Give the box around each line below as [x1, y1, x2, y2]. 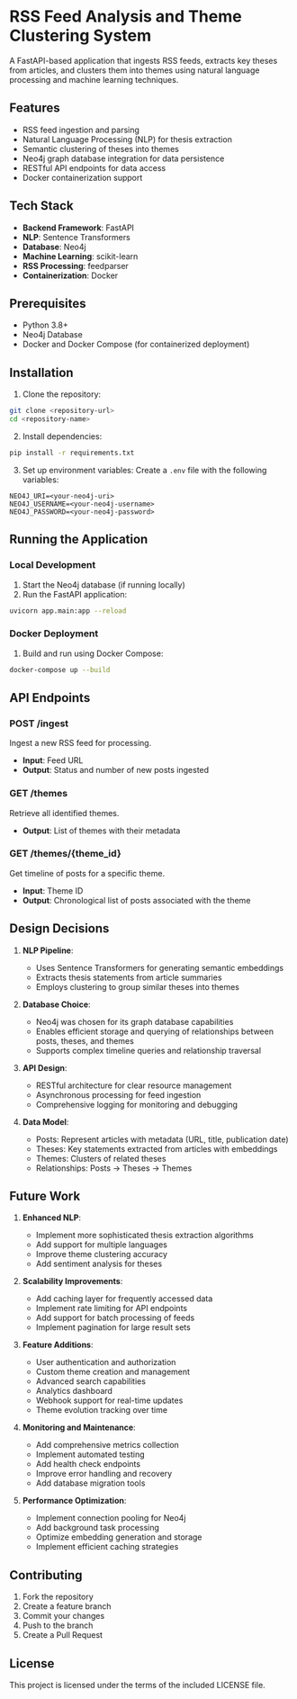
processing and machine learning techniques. [9, 74, 179, 85]
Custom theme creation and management [35, 1366, 191, 1378]
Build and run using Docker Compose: [22, 648, 164, 659]
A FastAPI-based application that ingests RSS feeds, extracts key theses [9, 55, 278, 66]
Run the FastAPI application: [22, 589, 128, 599]
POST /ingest [9, 717, 69, 730]
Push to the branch [22, 1620, 94, 1631]
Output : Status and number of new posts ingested [22, 765, 210, 776]
